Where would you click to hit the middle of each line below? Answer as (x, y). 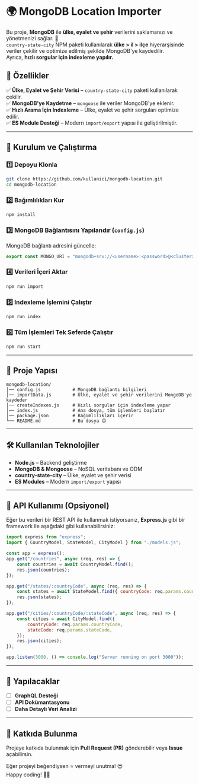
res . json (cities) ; (39, 641)
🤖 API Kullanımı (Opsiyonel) (58, 506)
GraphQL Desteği (36, 696)
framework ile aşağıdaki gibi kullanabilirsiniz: (61, 526)
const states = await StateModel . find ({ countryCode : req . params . (100, 592)
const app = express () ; (36, 553)
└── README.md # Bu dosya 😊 (56, 421)
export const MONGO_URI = (38, 256)
